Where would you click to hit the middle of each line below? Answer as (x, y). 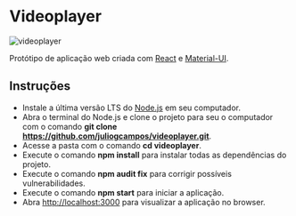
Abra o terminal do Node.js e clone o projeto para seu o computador (148, 116)
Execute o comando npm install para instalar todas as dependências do (154, 155)
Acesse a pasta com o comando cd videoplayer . (112, 145)
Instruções (40, 86)
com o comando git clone (70, 126)
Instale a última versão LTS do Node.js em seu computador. (131, 108)
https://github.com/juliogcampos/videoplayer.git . (117, 136)
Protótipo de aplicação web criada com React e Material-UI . (119, 58)
